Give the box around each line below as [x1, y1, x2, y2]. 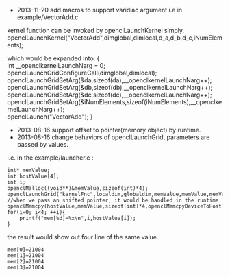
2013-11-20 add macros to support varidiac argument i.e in [16, 6, 183, 14]
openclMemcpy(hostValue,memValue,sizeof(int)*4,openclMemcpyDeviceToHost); [7, 203, 228, 210]
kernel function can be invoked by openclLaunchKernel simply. [7, 27, 185, 34]
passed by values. [16, 141, 68, 148]
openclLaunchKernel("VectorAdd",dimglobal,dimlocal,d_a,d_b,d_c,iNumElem [7, 34, 222, 42]
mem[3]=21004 [7, 264, 44, 271]
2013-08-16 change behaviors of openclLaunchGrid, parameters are [16, 133, 210, 141]
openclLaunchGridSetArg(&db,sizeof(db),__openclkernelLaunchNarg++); [7, 84, 213, 91]
